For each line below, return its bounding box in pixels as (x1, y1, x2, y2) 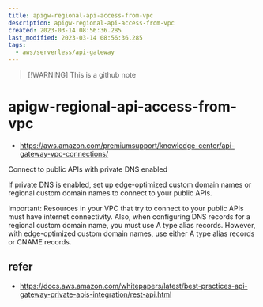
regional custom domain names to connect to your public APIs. (8, 188, 212, 198)
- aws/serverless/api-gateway (15, 48, 115, 56)
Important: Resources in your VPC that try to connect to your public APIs (8, 203, 244, 213)
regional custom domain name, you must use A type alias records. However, (8, 220, 256, 229)
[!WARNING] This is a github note (27, 70, 137, 79)
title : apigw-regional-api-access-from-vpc (8, 11, 154, 20)
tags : (8, 41, 26, 49)
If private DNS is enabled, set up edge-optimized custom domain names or (8, 180, 252, 189)
